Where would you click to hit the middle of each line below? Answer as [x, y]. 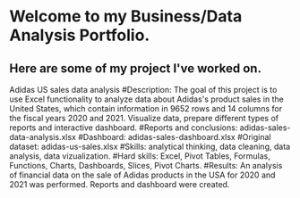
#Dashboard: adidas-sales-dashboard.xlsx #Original [174, 137]
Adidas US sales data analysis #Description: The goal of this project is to [143, 90]
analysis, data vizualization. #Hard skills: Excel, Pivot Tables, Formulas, [140, 156]
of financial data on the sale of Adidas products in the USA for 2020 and [142, 175]
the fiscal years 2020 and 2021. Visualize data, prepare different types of [144, 118]
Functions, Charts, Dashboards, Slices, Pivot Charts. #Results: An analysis [146, 165]
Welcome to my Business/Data [126, 16]
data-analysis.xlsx [43, 137]
